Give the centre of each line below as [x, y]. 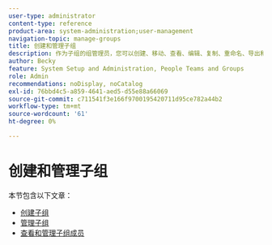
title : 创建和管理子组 [42, 46]
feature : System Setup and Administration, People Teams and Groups [126, 69]
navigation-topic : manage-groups [65, 39]
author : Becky [32, 62]
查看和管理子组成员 [52, 233]
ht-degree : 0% [32, 122]
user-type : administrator [52, 16]
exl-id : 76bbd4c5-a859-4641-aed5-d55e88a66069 [88, 91]
